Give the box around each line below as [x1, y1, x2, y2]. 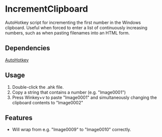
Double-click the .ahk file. [12, 84, 64, 90]
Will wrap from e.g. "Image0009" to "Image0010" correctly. [12, 127, 131, 133]
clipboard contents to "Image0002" [12, 99, 84, 105]
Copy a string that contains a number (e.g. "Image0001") [12, 89, 126, 95]
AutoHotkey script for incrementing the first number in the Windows [5, 20, 141, 25]
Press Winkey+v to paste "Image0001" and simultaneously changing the [12, 94, 157, 100]
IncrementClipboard [5, 3, 89, 15]
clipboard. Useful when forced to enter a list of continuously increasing [5, 24, 147, 30]
